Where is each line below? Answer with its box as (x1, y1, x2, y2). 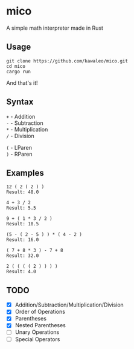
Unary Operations (14, 328, 60, 336)
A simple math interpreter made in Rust (6, 24, 104, 32)
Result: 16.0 (6, 237, 39, 243)
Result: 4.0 (6, 268, 36, 275)
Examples (6, 168, 44, 178)
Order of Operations (14, 308, 65, 316)
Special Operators (14, 335, 60, 343)
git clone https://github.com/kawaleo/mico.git (6, 58, 129, 64)
